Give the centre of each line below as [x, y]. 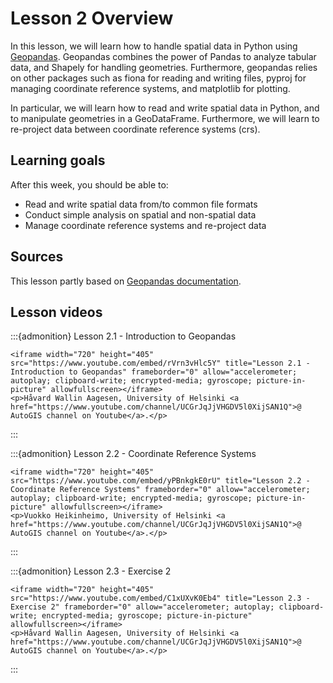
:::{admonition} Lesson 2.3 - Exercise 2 [91, 571]
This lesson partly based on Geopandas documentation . [126, 281]
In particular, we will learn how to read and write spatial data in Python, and [165, 108]
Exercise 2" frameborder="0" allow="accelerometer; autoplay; [142, 607]
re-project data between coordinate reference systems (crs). [135, 129]
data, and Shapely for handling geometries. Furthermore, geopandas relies [164, 67]
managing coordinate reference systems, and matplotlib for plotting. [150, 88]
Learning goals [58, 160]
